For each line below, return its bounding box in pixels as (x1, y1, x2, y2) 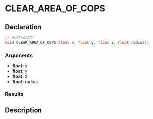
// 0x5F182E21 (5, 35, 35, 40)
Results (5, 90, 24, 97)
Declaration (5, 23, 42, 31)
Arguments (5, 52, 33, 59)
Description (5, 106, 42, 115)
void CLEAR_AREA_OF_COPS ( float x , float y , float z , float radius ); (5, 40, 149, 45)
